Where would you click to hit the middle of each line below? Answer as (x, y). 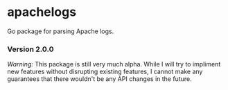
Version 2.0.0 (30, 49)
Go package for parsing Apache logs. (61, 31)
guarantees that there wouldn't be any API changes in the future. (99, 79)
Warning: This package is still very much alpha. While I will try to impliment (114, 64)
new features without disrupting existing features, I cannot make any (105, 72)
